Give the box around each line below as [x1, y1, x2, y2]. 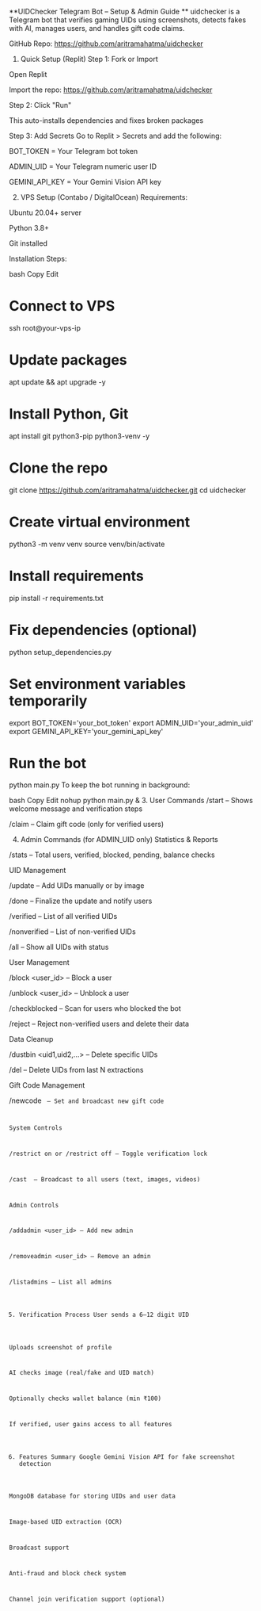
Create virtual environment [9, 513, 191, 530]
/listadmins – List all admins [9, 1278, 112, 1287]
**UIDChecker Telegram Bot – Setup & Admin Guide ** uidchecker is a [9, 7, 240, 16]
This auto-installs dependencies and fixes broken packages [9, 116, 204, 125]
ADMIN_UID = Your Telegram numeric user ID [9, 162, 157, 171]
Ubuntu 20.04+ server [9, 208, 82, 217]
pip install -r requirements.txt [9, 593, 104, 603]
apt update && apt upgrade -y [9, 377, 106, 387]
